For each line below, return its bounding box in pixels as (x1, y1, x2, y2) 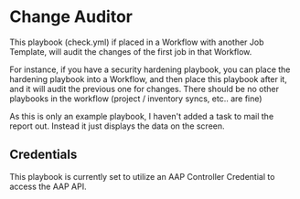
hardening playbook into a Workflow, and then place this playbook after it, (9, 73, 288, 84)
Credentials (9, 147, 78, 162)
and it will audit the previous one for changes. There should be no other (9, 83, 279, 94)
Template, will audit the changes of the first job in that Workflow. (9, 46, 252, 57)
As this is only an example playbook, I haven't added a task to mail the (9, 110, 274, 121)
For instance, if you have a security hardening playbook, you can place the (9, 64, 291, 75)
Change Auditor (9, 6, 133, 27)
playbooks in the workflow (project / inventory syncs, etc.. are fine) (9, 93, 262, 104)
